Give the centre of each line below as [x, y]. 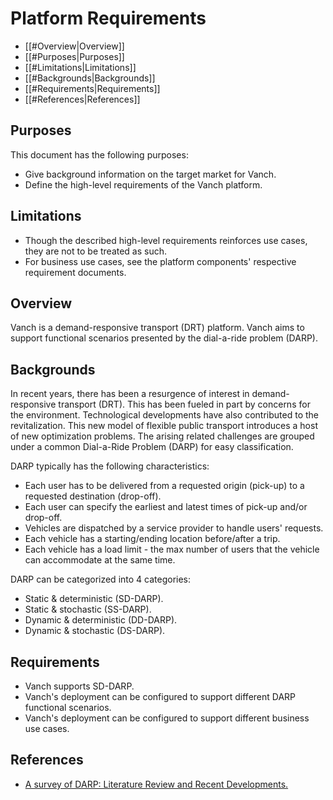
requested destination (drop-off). [93, 496]
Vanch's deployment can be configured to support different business [167, 718]
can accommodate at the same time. [100, 560]
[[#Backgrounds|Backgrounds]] [90, 78]
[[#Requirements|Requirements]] [92, 88]
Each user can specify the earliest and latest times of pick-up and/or [166, 507]
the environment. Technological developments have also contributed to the [164, 415]
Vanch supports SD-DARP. [79, 686]
